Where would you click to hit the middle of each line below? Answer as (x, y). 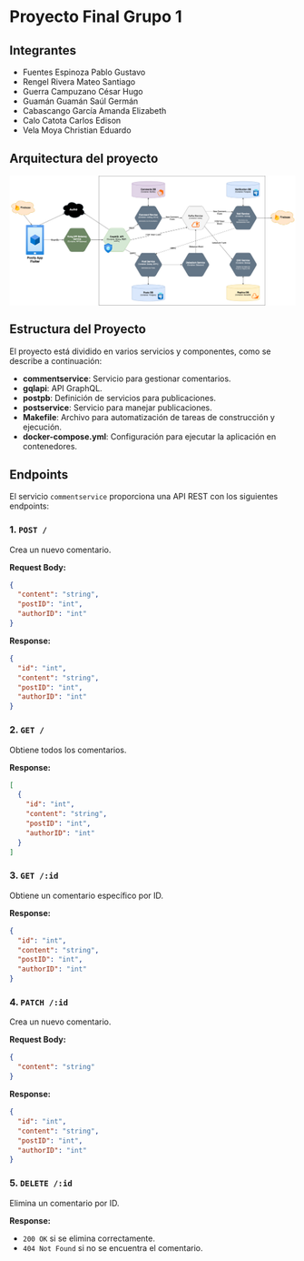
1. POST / (29, 530)
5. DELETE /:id (41, 1183)
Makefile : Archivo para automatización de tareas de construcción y (148, 417)
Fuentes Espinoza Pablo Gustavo (84, 72)
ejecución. (42, 427)
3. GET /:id (34, 875)
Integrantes (43, 50)
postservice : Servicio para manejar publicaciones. (118, 408)
